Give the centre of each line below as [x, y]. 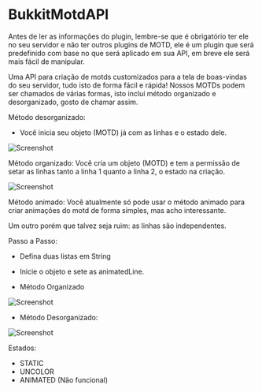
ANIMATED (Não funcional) [64, 379]
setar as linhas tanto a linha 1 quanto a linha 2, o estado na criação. [117, 171]
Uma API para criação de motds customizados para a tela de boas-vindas [128, 77]
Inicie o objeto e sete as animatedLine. [82, 271]
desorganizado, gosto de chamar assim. [73, 102]
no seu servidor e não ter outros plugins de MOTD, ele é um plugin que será [131, 44]
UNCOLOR [37, 371]
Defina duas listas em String [65, 256]
